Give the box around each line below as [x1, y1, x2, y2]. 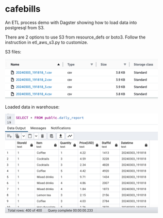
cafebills [5, 3, 41, 15]
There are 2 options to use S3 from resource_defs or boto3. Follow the [5, 34, 146, 40]
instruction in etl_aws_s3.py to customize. [5, 39, 88, 45]
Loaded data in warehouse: [5, 104, 60, 110]
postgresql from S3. [5, 24, 45, 30]
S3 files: [5, 49, 22, 55]
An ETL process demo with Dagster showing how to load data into [5, 20, 137, 25]
